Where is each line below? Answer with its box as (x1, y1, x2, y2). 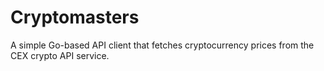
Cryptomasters (10, 6, 140, 29)
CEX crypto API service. (10, 49, 110, 61)
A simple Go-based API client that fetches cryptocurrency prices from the (10, 39, 315, 51)
